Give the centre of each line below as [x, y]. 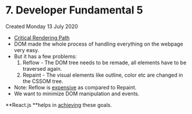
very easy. [26, 50]
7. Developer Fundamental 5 [74, 10]
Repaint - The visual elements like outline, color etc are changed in [103, 75]
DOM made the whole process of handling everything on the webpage [98, 44]
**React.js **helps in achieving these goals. [59, 105]
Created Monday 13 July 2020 [42, 26]
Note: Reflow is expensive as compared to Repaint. [75, 87]
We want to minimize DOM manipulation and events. [76, 94]
